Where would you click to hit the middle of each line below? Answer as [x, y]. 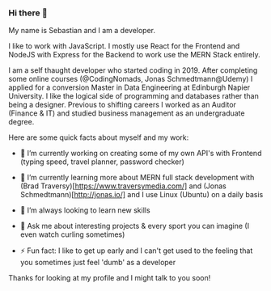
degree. [21, 122]
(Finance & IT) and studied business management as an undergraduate [127, 113]
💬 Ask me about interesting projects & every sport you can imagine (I [134, 226]
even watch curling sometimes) [72, 234]
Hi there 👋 [28, 13]
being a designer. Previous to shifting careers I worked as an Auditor [123, 105]
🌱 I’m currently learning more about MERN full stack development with [137, 178]
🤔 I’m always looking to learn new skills [85, 210]
